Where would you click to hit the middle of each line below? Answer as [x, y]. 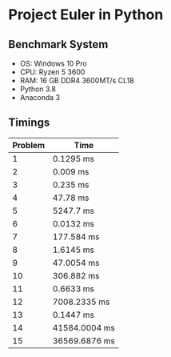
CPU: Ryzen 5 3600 [52, 72]
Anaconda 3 [40, 97]
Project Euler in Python [86, 15]
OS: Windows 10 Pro [54, 63]
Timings [29, 123]
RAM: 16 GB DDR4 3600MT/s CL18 [77, 80]
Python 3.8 [38, 89]
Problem [29, 145]
